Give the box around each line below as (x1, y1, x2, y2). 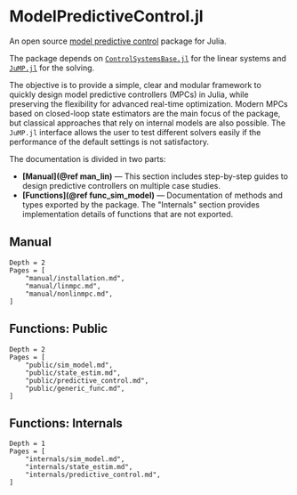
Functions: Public (9, 321, 108, 337)
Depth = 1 (9, 439, 46, 449)
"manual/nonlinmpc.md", (25, 289, 114, 298)
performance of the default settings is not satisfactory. (9, 136, 210, 147)
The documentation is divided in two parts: (9, 153, 166, 164)
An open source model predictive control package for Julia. (9, 36, 227, 46)
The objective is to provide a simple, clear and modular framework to (9, 79, 262, 90)
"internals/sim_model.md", (25, 455, 125, 464)
